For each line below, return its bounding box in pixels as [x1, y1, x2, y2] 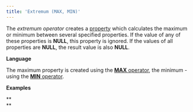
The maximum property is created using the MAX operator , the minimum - [6, 66, 188, 74]
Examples [6, 84, 31, 91]
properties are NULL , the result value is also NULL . [6, 44, 130, 51]
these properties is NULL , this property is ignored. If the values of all [6, 37, 173, 44]
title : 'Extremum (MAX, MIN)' [6, 8, 81, 15]
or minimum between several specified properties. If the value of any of [6, 31, 181, 38]
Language [6, 55, 31, 62]
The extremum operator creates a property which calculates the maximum [6, 25, 188, 32]
